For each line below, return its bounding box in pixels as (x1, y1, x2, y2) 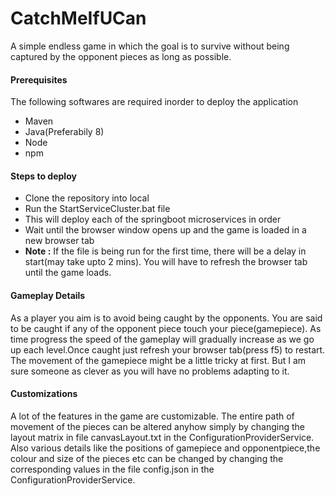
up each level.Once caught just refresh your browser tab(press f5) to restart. (10, 343, 326, 356)
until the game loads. (24, 267, 112, 279)
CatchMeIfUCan (10, 7, 147, 30)
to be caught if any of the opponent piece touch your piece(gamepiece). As (10, 322, 322, 334)
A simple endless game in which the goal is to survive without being (10, 40, 290, 52)
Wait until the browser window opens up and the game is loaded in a (24, 224, 307, 236)
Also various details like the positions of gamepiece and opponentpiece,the (10, 442, 321, 454)
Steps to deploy (10, 170, 77, 182)
